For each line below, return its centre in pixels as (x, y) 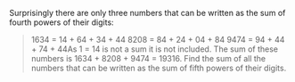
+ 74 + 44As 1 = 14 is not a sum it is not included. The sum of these (155, 49)
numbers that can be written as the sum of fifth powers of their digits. (159, 68)
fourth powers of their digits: (61, 22)
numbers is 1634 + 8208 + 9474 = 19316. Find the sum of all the (148, 58)
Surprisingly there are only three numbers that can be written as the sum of (147, 13)
